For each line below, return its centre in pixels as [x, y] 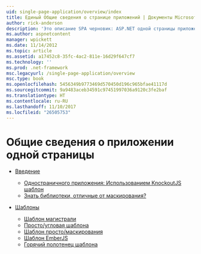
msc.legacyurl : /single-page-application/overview [71, 73]
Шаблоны [27, 207]
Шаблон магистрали [50, 219]
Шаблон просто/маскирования [63, 232]
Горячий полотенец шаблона [61, 244]
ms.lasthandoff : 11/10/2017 [41, 107]
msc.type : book [25, 79]
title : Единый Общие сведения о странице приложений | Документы [89, 17]
